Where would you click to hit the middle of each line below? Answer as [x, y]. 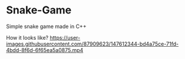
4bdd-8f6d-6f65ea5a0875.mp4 [45, 50]
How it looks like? [27, 37]
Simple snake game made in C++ [46, 26]
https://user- [65, 37]
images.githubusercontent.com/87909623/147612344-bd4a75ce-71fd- [92, 44]
